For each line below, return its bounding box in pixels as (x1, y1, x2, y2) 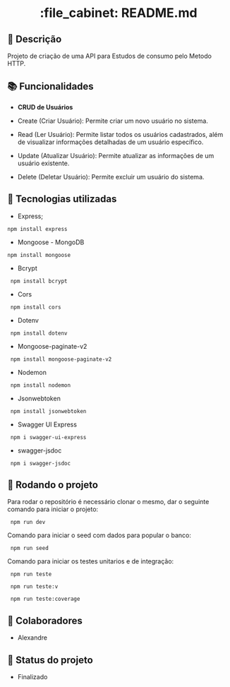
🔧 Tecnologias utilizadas (7, 193, 117, 205)
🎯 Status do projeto (7, 654, 93, 666)
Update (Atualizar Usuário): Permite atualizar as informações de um (17, 151, 214, 160)
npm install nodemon (10, 381, 71, 389)
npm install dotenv (10, 330, 68, 337)
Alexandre (17, 633, 48, 642)
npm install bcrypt (10, 277, 68, 285)
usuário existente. (17, 159, 70, 167)
